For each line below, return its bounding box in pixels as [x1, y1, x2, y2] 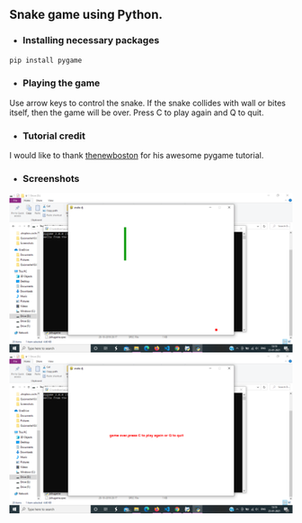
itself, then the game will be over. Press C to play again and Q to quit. [9, 107, 264, 118]
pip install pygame [9, 56, 83, 65]
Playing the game [22, 77, 101, 89]
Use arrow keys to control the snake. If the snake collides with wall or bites [9, 97, 286, 108]
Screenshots [22, 173, 80, 185]
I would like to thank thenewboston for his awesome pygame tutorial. [9, 150, 264, 161]
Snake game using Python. [9, 7, 164, 23]
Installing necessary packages [22, 34, 160, 47]
